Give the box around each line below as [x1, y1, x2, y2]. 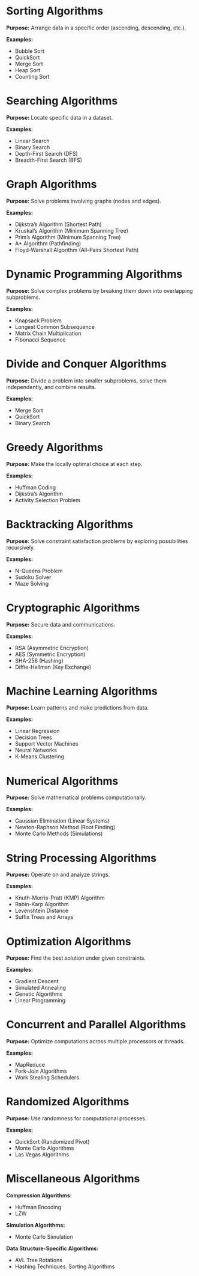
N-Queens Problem [14, 567, 63, 574]
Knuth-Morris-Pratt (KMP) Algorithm [14, 894, 105, 901]
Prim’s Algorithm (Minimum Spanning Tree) [14, 233, 121, 241]
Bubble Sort [14, 47, 45, 55]
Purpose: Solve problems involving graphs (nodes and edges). [6, 197, 162, 204]
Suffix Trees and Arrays [14, 913, 74, 921]
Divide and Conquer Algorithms [6, 357, 167, 370]
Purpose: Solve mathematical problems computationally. [6, 794, 147, 801]
